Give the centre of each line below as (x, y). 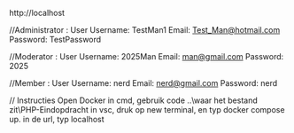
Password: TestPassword (55, 39)
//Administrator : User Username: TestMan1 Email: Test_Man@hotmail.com (145, 30)
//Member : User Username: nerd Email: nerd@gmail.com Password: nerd (143, 83)
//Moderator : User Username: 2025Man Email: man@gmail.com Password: (147, 56)
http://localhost (37, 13)
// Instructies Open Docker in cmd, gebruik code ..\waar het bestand (134, 100)
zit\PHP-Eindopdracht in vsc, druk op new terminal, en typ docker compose (147, 110)
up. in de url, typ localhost (57, 119)
